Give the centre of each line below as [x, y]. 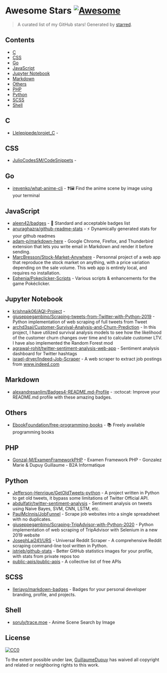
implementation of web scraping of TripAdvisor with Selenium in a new [85, 530]
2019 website [26, 535]
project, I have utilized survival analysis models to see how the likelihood [87, 332]
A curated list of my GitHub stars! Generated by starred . [75, 24]
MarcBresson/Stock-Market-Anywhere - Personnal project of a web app [86, 257]
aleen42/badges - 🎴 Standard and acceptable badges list [71, 223]
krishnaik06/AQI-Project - [39, 311]
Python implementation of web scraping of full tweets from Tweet [80, 322]
